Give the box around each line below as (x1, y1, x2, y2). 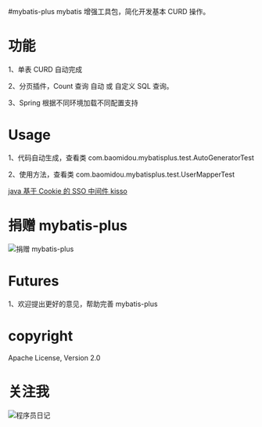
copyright (8, 327, 74, 345)
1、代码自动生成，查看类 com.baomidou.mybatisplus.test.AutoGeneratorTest (8, 152, 254, 162)
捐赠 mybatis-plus (8, 217, 127, 235)
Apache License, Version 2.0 (8, 352, 101, 363)
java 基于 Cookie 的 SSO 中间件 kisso (8, 186, 127, 195)
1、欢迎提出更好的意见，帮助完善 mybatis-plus (8, 299, 158, 308)
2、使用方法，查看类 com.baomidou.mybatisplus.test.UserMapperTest (8, 170, 235, 179)
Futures (8, 272, 59, 290)
